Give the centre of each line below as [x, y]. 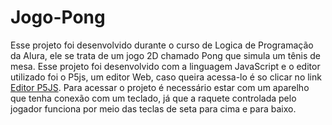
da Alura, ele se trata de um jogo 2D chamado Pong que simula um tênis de [166, 55]
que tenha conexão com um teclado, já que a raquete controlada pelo [153, 98]
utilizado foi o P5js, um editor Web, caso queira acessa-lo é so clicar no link [166, 77]
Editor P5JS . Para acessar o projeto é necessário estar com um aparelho [160, 87]
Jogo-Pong [58, 17]
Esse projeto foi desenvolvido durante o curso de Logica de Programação [162, 45]
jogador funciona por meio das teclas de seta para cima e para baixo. [153, 108]
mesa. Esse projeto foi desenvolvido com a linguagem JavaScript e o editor [165, 66]
